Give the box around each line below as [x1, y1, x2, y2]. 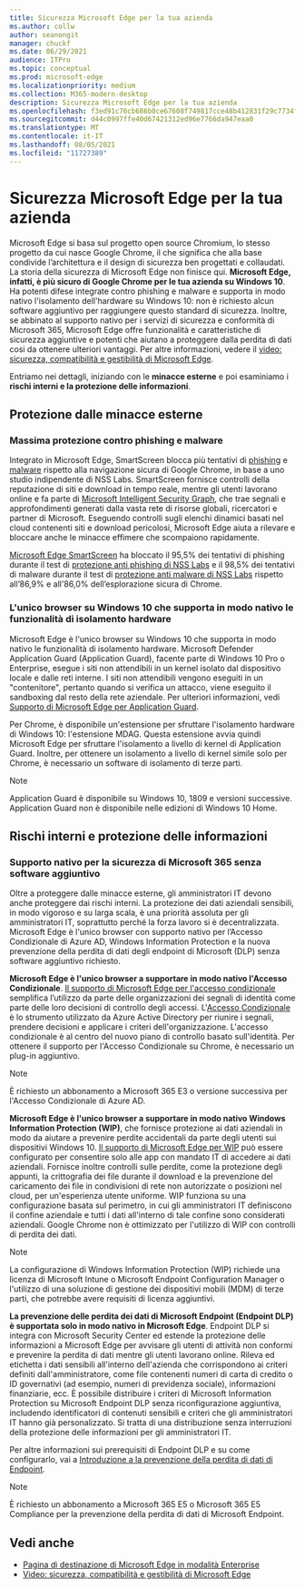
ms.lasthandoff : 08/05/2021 [9, 140, 116, 149]
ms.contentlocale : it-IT [9, 132, 103, 141]
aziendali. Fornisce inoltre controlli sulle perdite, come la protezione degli [9, 1162, 283, 1172]
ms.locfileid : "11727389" [9, 148, 107, 157]
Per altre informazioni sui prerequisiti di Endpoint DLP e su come [9, 1444, 251, 1455]
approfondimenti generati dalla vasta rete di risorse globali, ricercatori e [9, 503, 278, 514]
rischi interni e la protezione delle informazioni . [9, 380, 191, 391]
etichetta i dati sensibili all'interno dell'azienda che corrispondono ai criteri [9, 1359, 288, 1370]
